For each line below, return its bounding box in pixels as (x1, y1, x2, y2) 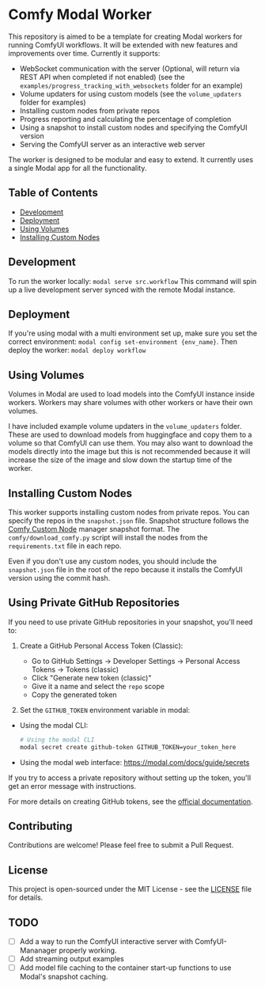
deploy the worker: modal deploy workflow (8, 346, 146, 355)
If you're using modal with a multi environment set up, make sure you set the (8, 328, 258, 338)
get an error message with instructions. (8, 781, 137, 790)
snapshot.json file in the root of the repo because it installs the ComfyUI (8, 565, 243, 574)
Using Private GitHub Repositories (8, 596, 180, 610)
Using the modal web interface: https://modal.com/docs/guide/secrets (19, 757, 250, 767)
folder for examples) (19, 97, 86, 107)
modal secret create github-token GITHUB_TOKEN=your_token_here (19, 743, 237, 751)
